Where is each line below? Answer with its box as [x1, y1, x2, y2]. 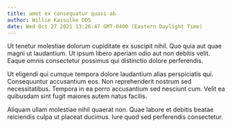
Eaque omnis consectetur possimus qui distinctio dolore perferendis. [7, 57, 204, 65]
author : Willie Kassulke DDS [7, 17, 91, 24]
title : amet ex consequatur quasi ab [7, 10, 116, 17]
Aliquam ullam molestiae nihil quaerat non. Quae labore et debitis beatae [7, 105, 214, 114]
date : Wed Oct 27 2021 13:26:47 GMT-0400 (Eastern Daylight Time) [7, 23, 203, 30]
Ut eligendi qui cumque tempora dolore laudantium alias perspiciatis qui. [7, 70, 213, 78]
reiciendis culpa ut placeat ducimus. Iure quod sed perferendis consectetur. [7, 113, 224, 121]
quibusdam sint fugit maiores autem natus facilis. [7, 92, 148, 100]
